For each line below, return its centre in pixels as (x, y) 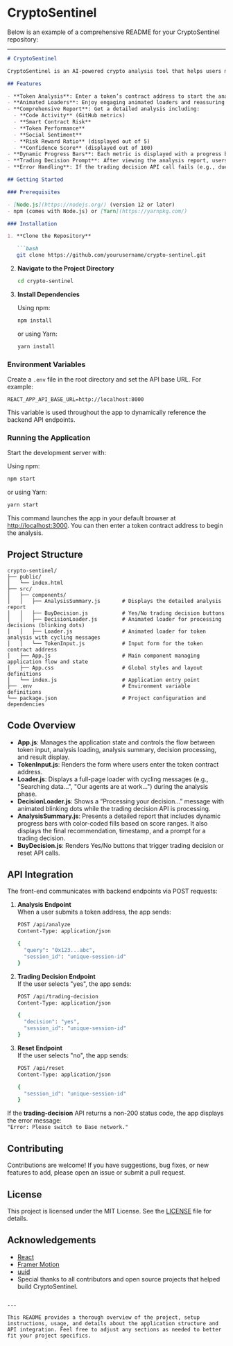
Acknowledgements (52, 1240)
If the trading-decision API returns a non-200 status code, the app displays (115, 1113)
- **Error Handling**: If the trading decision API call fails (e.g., (111, 167)
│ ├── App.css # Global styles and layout (105, 667)
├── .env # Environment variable (99, 686)
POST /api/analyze (44, 925)
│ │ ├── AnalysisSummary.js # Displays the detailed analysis (114, 601)
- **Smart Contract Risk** (52, 122)
